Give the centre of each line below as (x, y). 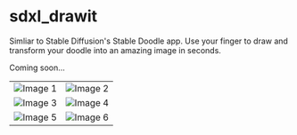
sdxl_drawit (54, 16)
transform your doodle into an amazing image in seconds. (115, 50)
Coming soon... (37, 67)
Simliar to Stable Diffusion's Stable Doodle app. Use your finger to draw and (148, 41)
